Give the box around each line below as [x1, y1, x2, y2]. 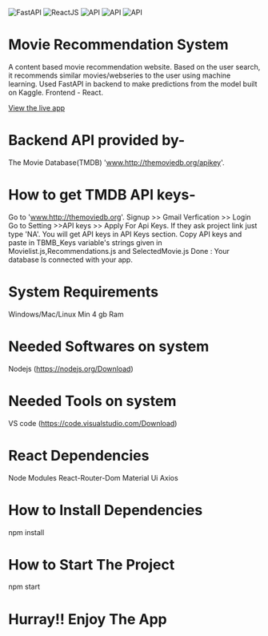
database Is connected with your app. [8, 255, 134, 264]
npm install [8, 527, 45, 537]
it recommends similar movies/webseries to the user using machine [8, 70, 231, 80]
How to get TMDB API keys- [8, 186, 196, 204]
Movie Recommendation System [8, 36, 230, 54]
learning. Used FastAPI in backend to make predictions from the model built [8, 78, 258, 88]
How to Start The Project [8, 555, 175, 574]
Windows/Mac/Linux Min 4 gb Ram [8, 309, 124, 319]
